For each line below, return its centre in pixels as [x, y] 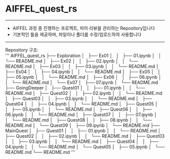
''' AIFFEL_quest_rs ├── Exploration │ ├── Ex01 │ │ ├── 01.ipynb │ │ [83, 56]
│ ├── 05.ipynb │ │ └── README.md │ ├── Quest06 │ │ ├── [78, 109]
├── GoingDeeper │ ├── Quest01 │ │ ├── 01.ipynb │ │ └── [75, 88]
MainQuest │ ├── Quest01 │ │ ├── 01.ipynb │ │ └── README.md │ [83, 130]
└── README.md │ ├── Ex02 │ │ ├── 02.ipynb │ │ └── [72, 61]
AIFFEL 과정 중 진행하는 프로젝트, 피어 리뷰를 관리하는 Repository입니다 [84, 28]
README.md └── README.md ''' [40, 152]
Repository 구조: [22, 50]
